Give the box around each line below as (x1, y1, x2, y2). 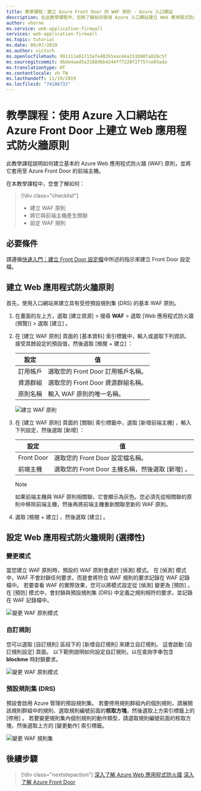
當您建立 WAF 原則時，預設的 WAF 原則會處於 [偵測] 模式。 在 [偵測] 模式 (6, 567, 187, 574)
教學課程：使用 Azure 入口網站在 (6, 109, 168, 123)
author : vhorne (6, 20, 44, 26)
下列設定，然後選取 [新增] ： (14, 426, 85, 433)
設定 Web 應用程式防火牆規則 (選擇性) (6, 532, 145, 542)
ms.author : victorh (6, 48, 55, 54)
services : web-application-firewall (6, 31, 98, 37)
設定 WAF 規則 (29, 219, 66, 227)
